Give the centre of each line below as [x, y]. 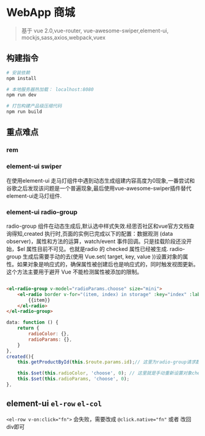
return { [28, 328]
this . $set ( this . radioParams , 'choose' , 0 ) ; [74, 379]
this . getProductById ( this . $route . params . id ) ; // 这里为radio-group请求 [107, 362]
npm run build [24, 112]
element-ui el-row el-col [54, 404]
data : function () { [33, 322]
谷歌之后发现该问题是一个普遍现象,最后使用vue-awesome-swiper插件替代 [99, 188]
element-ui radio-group [42, 212]
